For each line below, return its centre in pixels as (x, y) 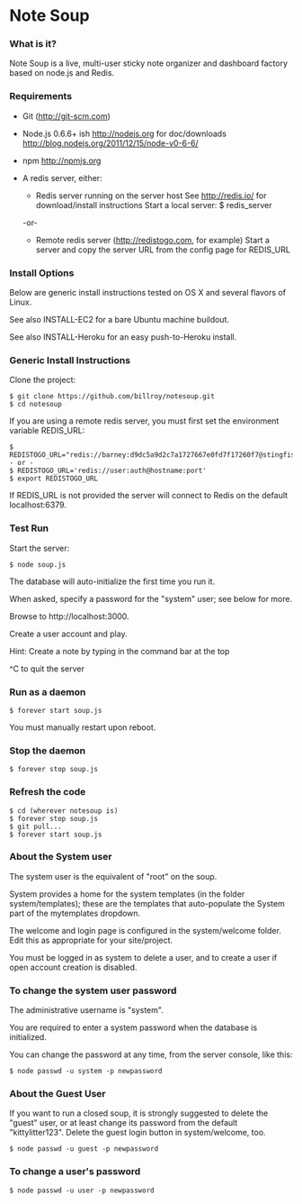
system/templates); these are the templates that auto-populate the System (147, 903)
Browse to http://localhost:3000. (69, 616)
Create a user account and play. (68, 634)
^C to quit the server (47, 669)
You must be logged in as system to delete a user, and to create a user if (143, 957)
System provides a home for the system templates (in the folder (127, 894)
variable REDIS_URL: (47, 431)
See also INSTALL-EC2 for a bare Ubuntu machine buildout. (120, 320)
